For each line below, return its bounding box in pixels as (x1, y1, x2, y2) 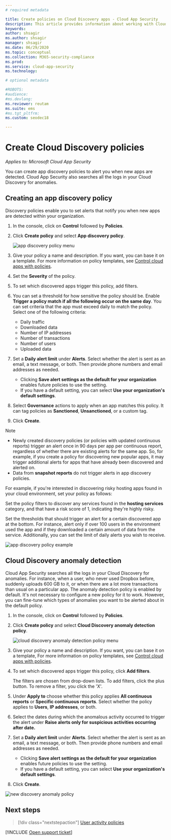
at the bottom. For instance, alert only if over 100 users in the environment (5, 521, 160, 527)
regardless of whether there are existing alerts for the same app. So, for (12, 448, 163, 454)
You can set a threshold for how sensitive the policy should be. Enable (12, 293, 160, 299)
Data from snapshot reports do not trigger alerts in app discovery (12, 470, 151, 476)
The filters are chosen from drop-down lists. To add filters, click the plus (12, 678, 164, 684)
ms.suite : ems (5, 106, 36, 111)
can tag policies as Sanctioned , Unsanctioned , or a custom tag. (12, 408, 148, 414)
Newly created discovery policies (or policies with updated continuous (12, 437, 160, 443)
